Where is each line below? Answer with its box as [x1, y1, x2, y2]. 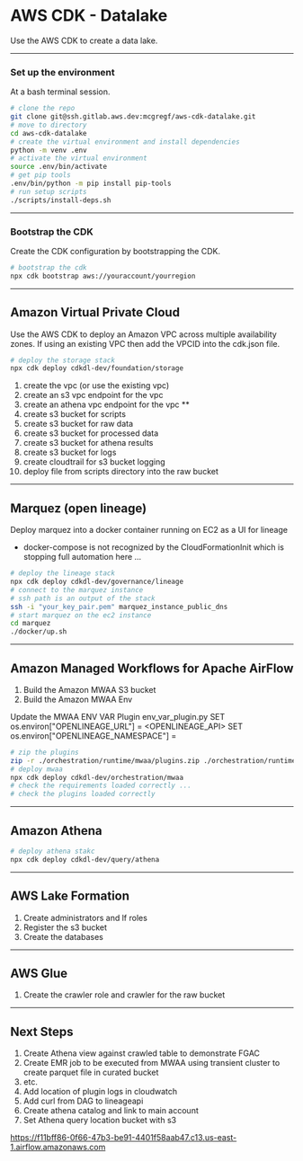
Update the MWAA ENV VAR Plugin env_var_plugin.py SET [10, 711, 226, 722]
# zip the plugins [10, 748, 79, 757]
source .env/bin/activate [10, 163, 107, 172]
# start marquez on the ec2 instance [10, 610, 152, 620]
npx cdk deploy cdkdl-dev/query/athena [10, 855, 160, 864]
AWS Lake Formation [10, 889, 129, 904]
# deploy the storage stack [10, 356, 116, 365]
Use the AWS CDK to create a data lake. [10, 35, 158, 46]
